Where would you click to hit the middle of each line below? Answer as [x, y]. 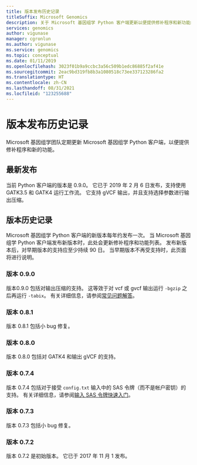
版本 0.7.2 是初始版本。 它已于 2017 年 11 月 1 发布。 [68, 456]
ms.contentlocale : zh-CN [36, 83]
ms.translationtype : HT [35, 77]
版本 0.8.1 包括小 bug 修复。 [40, 326]
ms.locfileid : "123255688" [39, 94]
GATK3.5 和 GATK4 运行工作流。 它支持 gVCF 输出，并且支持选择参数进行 [95, 192]
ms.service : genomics [33, 50]
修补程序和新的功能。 [32, 149]
